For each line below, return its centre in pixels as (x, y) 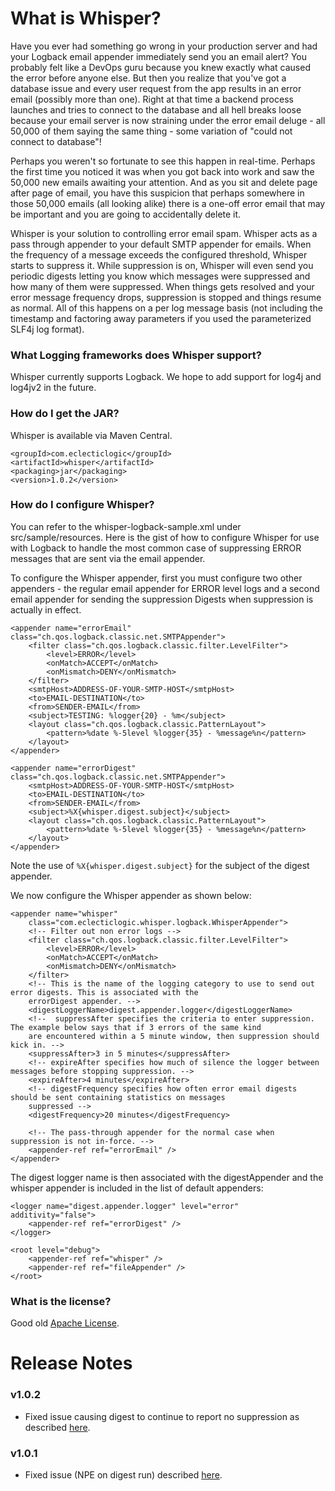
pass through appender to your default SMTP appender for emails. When (161, 244)
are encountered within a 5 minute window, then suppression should (174, 1036)
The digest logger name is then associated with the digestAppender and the (167, 1177)
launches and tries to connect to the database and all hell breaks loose (156, 109)
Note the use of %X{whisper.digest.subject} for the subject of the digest (160, 865)
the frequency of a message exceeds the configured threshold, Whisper (159, 254)
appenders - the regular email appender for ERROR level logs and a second (165, 588)
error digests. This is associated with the (104, 992)
